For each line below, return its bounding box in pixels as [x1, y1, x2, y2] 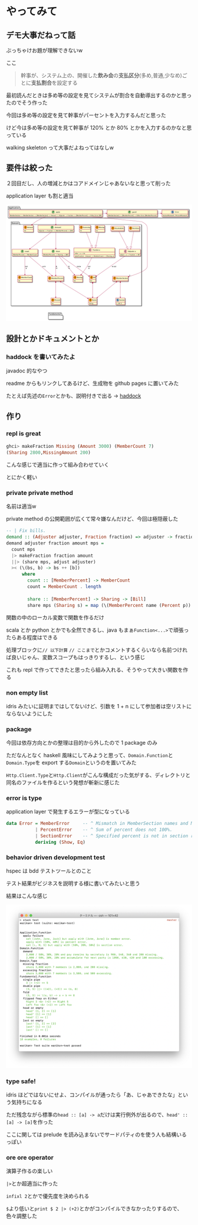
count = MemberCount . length [27, 584, 101, 590]
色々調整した [6, 1213, 37, 1220]
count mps [11, 546, 35, 552]
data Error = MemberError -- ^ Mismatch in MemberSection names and [6, 821, 189, 827]
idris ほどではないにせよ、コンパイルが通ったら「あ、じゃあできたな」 [6, 1091, 178, 1098]
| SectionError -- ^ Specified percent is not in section [35, 833, 189, 839]
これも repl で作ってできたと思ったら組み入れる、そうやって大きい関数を [6, 666, 183, 673]
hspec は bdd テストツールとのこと [6, 867, 92, 874]
